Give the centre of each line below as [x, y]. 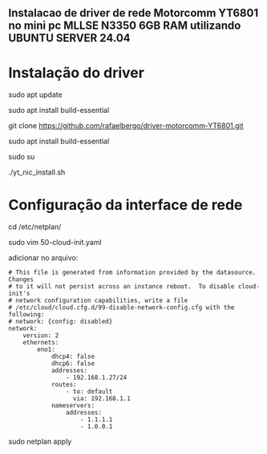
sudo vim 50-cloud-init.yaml [55, 243]
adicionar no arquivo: [43, 258]
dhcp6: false [73, 364]
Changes [21, 279]
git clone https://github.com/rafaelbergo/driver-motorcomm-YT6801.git [126, 126]
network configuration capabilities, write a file [102, 301]
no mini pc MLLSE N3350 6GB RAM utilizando [125, 26]
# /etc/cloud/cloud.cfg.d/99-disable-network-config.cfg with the [121, 307]
